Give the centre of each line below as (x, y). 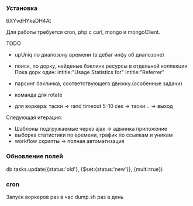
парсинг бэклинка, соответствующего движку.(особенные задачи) (98, 83)
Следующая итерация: (34, 117)
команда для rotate (38, 95)
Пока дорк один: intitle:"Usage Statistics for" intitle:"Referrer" (89, 72)
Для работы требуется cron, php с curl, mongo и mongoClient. (83, 32)
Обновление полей (35, 156)
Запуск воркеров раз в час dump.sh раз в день (65, 197)
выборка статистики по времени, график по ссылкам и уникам (94, 135)
